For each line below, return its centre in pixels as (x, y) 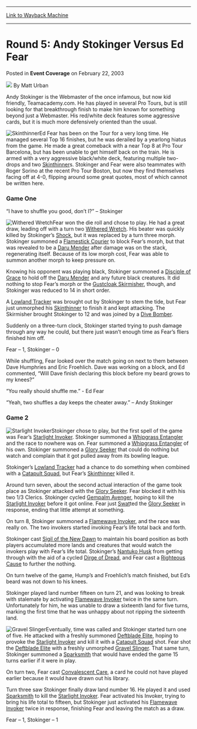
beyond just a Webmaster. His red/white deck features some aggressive (93, 115)
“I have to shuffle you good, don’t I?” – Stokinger (64, 211)
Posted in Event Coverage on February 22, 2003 (65, 73)
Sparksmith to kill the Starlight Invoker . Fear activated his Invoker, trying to (96, 695)
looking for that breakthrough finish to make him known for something (91, 109)
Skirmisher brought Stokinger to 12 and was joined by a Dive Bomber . (90, 314)
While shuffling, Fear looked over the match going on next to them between (97, 361)
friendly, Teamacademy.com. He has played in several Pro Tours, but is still (97, 103)
